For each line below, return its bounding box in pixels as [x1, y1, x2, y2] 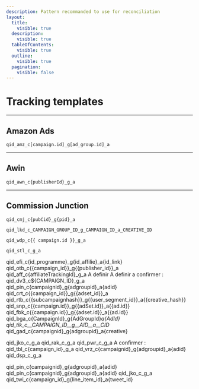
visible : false [17, 69, 54, 75]
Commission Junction [6, 201, 89, 211]
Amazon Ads [6, 126, 54, 136]
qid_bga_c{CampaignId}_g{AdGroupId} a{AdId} [6, 315, 120, 322]
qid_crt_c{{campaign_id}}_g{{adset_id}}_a [6, 289, 108, 297]
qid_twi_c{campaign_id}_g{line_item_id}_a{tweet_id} [6, 375, 133, 383]
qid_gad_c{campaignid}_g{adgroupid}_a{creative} [6, 327, 129, 334]
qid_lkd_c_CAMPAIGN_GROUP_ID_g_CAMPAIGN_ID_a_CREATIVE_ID [6, 227, 152, 233]
